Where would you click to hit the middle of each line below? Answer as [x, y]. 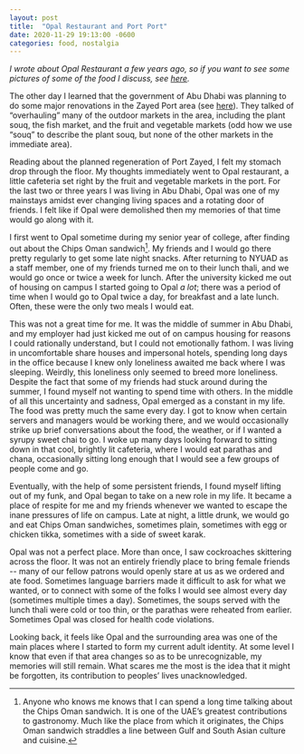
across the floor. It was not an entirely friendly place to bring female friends [150, 561]
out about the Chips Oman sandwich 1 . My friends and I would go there [140, 248]
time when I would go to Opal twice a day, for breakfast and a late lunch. [144, 297]
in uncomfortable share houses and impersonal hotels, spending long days [148, 353]
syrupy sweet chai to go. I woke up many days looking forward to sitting [143, 439]
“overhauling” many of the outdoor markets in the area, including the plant [147, 115]
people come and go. [49, 468]
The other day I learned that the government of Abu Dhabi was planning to [148, 96]
